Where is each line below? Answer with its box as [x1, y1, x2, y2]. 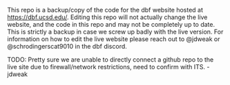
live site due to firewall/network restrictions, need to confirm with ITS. [7, 63, 206, 71]
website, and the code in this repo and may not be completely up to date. [7, 21, 215, 28]
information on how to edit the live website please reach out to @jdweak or [7, 35, 220, 43]
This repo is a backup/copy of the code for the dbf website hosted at [7, 6, 204, 14]
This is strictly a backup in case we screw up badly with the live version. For [7, 27, 224, 36]
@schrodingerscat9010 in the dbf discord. [7, 42, 128, 50]
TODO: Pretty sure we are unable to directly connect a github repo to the [7, 56, 214, 64]
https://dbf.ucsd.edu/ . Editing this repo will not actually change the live [7, 13, 208, 21]
